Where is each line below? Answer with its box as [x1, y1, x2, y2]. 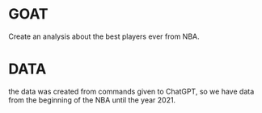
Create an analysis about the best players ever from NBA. [8, 31, 200, 41]
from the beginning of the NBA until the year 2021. [8, 94, 176, 105]
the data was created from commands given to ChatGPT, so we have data [8, 86, 255, 96]
